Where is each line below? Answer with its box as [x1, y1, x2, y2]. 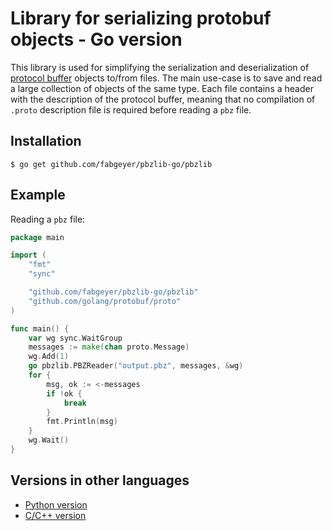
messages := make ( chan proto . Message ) [28, 342, 190, 352]
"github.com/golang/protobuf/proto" [28, 296, 182, 306]
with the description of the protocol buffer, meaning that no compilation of [10, 93, 316, 105]
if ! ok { [46, 388, 83, 399]
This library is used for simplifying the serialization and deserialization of [10, 61, 310, 73]
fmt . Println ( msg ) [46, 417, 118, 427]
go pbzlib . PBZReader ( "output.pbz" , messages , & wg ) [28, 361, 244, 371]
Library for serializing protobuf [10, 7, 272, 30]
